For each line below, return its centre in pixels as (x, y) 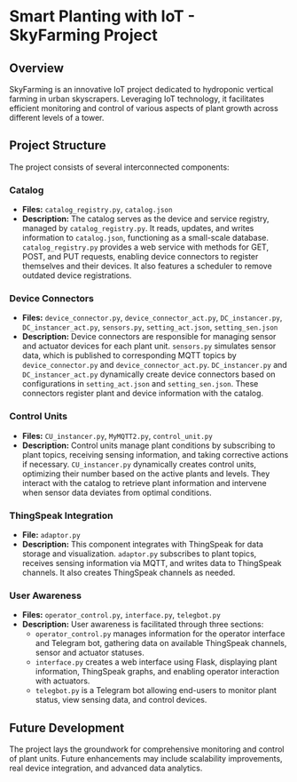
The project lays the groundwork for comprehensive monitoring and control (147, 749)
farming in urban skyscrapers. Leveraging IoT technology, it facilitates (137, 99)
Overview (37, 68)
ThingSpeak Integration (61, 515)
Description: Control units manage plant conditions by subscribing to (148, 445)
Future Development (67, 727)
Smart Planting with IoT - (102, 16)
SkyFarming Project (83, 35)
